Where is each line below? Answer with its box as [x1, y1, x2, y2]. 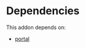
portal [14, 35, 30, 42]
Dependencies [6, 4, 80, 18]
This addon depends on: [6, 24, 66, 31]
